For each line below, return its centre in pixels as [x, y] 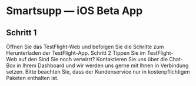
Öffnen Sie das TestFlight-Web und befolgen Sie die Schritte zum [85, 47]
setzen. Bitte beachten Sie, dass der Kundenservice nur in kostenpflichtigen [98, 72]
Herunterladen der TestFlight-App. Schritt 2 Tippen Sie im [76, 53]
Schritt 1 [21, 33]
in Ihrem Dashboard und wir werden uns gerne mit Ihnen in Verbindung [103, 65]
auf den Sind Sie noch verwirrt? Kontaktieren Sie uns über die [93, 59]
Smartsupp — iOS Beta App [74, 11]
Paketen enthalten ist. [32, 78]
